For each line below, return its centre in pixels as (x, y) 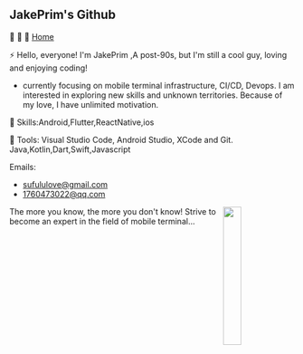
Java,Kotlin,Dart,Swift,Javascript (70, 149)
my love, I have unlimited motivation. (90, 104)
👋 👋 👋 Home (32, 36)
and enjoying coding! (48, 68)
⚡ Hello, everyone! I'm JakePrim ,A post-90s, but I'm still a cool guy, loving (148, 54)
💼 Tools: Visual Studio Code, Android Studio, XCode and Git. (121, 139)
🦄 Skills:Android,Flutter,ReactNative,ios (82, 122)
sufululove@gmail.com (65, 184)
